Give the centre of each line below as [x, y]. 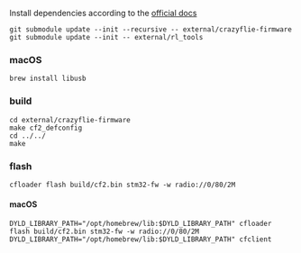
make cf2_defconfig [46, 128]
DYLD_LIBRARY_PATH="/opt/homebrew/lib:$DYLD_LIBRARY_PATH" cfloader [141, 224]
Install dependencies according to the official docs [103, 13]
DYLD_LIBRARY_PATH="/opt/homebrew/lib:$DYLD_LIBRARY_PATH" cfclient [141, 239]
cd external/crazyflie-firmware [70, 120]
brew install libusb [48, 79]
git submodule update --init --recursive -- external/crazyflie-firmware [151, 30]
